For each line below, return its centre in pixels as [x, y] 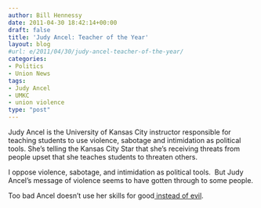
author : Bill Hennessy [45, 15]
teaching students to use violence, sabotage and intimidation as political [125, 140]
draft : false [29, 30]
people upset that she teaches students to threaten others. [103, 157]
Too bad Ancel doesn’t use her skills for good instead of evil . [106, 195]
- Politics [26, 66]
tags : [17, 81]
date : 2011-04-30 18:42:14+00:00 [63, 23]
